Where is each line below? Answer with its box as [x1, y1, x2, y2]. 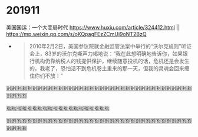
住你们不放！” [29, 72, 63, 79]
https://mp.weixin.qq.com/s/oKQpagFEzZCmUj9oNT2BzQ [6, 30, 147, 37]
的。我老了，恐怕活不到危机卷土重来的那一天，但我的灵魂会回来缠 [29, 64, 190, 71]
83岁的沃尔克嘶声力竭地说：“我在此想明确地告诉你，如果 [45, 50, 183, 57]
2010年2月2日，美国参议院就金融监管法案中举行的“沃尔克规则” [29, 43, 181, 50]
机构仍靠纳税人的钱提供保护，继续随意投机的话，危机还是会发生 [34, 57, 190, 64]
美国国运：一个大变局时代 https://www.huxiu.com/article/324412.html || [6, 24, 180, 31]
